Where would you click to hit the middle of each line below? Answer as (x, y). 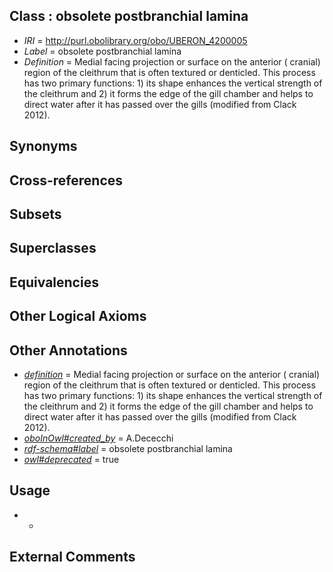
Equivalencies (54, 282)
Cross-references (66, 180)
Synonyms (43, 146)
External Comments (72, 557)
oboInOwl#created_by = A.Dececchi (98, 438)
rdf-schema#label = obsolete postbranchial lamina (128, 448)
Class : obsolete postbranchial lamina (129, 16)
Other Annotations (68, 350)
